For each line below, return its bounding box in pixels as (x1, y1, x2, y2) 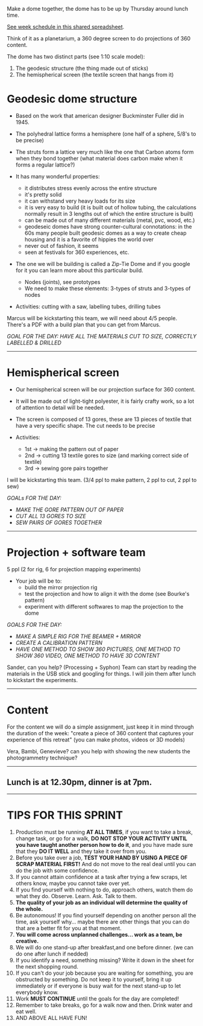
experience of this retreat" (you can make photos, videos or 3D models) (7, 736, 186, 743)
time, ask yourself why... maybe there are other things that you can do (15, 918, 190, 925)
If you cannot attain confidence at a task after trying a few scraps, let (15, 873, 187, 880)
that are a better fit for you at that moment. (15, 924, 122, 931)
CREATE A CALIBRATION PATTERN (15, 639, 103, 646)
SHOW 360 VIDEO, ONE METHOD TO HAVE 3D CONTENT (15, 651, 160, 659)
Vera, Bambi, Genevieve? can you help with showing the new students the (7, 747, 190, 755)
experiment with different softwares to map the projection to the (24, 603, 184, 610)
